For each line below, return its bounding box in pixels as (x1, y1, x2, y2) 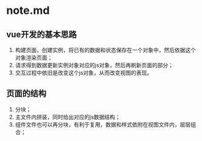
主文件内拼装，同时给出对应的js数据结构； (15, 113, 121, 120)
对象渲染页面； (15, 54, 53, 61)
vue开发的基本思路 (6, 29, 77, 39)
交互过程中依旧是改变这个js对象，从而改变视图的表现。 (15, 69, 153, 76)
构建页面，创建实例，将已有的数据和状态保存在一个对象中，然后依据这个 (15, 47, 196, 53)
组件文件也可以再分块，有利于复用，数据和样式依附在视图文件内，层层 (15, 120, 191, 128)
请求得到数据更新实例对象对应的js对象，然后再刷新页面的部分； (15, 62, 174, 68)
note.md (6, 4, 50, 18)
